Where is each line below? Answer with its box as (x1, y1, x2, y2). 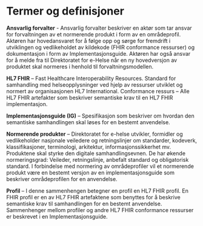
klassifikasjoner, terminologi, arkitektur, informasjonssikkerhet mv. (6, 143, 171, 150)
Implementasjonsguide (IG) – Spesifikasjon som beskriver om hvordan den (6, 112, 195, 119)
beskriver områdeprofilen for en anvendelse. (6, 175, 118, 182)
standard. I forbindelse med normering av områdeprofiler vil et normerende (6, 162, 194, 170)
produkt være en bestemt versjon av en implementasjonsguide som (6, 168, 175, 176)
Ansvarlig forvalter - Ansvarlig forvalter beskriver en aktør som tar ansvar (6, 24, 192, 32)
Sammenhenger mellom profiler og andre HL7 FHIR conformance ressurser (6, 206, 194, 213)
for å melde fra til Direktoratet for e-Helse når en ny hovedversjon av (6, 56, 178, 64)
